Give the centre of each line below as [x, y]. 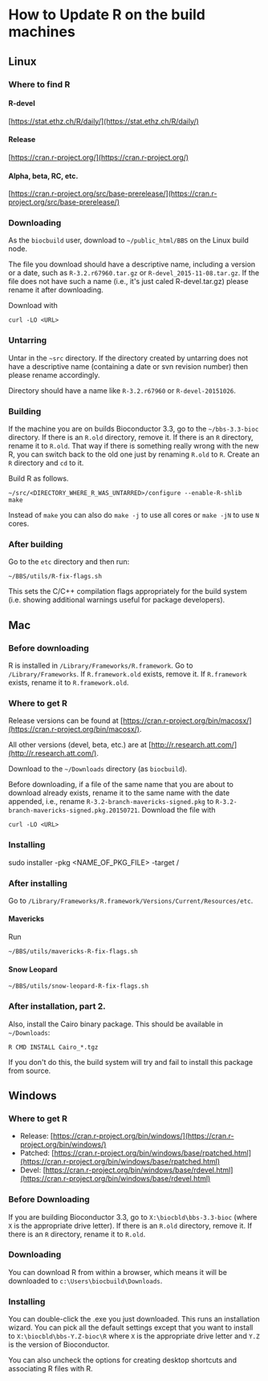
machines [42, 32]
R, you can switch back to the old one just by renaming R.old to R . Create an [134, 454]
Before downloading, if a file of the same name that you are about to [121, 785]
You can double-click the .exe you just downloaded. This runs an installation [134, 1319]
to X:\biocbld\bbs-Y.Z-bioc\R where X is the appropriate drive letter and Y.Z [134, 1336]
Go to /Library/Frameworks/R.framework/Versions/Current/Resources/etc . [131, 900]
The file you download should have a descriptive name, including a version [132, 264]
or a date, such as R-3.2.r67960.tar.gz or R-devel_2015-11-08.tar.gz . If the [134, 273]
